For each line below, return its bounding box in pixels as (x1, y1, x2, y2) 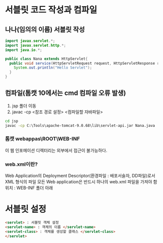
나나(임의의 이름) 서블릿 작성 (5, 25, 85, 34)
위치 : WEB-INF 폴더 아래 (5, 185, 53, 191)
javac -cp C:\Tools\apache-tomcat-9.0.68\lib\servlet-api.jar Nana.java (5, 123, 155, 128)
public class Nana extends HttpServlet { (5, 56, 88, 61)
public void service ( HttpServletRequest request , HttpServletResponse (9, 61, 155, 66)
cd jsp (5, 119, 18, 123)
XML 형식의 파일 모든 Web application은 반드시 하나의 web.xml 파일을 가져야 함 (5, 179, 158, 185)
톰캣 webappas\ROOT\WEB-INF (5, 136, 80, 142)
